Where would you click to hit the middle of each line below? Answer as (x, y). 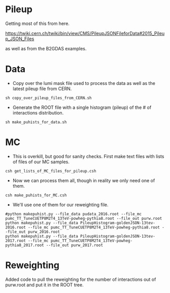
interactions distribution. (38, 112)
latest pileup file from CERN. (42, 89)
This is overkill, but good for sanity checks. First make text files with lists (88, 156)
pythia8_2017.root (25, 245)
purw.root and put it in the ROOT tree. (44, 285)
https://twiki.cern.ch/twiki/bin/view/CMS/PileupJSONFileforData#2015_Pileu (85, 33)
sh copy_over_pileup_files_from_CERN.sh (49, 98)
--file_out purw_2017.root (74, 245)
